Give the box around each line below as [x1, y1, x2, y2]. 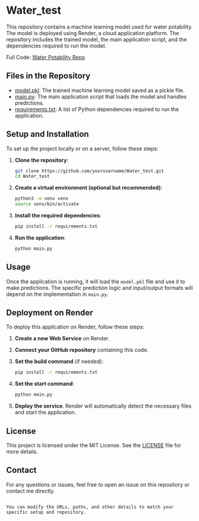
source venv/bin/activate [14, 201, 79, 207]
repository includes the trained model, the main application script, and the [6, 36, 187, 43]
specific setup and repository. [6, 509, 86, 515]
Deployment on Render [6, 308, 93, 318]
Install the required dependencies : [14, 212, 102, 219]
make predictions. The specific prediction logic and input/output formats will [6, 284, 193, 291]
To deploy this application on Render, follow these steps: [6, 323, 144, 330]
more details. [6, 448, 39, 455]
